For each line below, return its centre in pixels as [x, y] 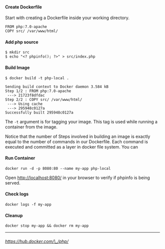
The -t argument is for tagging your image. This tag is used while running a [82, 122]
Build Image [17, 67]
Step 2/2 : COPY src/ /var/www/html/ [44, 99]
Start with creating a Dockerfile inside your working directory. [67, 18]
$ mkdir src [17, 52]
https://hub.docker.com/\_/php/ [37, 241]
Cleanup [14, 215]
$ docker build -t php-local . [37, 78]
